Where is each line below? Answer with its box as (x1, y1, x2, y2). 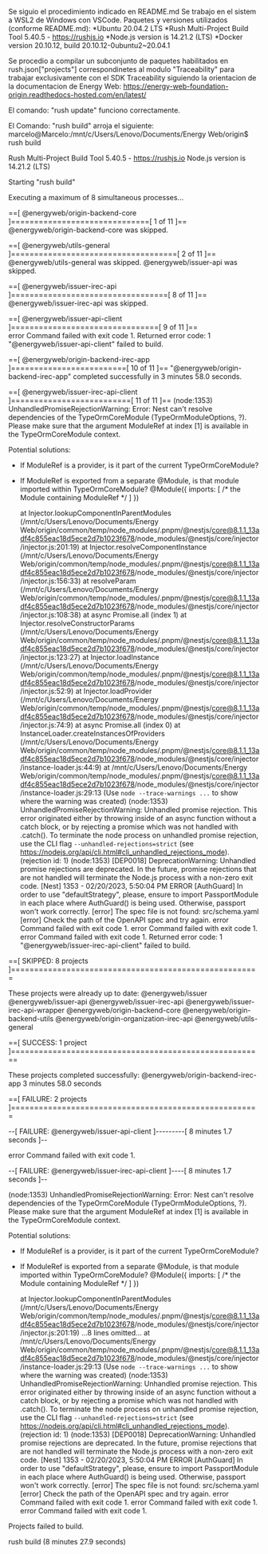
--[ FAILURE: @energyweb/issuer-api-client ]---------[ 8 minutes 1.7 (8, 1126, 233, 1136)
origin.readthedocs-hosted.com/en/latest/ (8, 90, 147, 99)
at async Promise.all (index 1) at (82, 610, 187, 619)
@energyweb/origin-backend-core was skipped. (8, 225, 169, 235)
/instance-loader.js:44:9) (19, 763, 102, 772)
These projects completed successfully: (8, 1071, 140, 1079)
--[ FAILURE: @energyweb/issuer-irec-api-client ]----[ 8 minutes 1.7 (8, 1166, 232, 1175)
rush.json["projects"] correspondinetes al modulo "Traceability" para (8, 65, 235, 74)
